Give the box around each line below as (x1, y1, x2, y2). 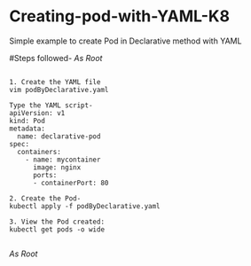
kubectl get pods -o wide (9, 224, 105, 234)
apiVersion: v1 (9, 108, 66, 117)
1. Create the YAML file (9, 77, 101, 86)
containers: (17, 147, 62, 156)
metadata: (9, 124, 46, 133)
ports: (32, 170, 58, 179)
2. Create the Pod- (9, 193, 82, 203)
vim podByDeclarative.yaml (9, 85, 109, 94)
